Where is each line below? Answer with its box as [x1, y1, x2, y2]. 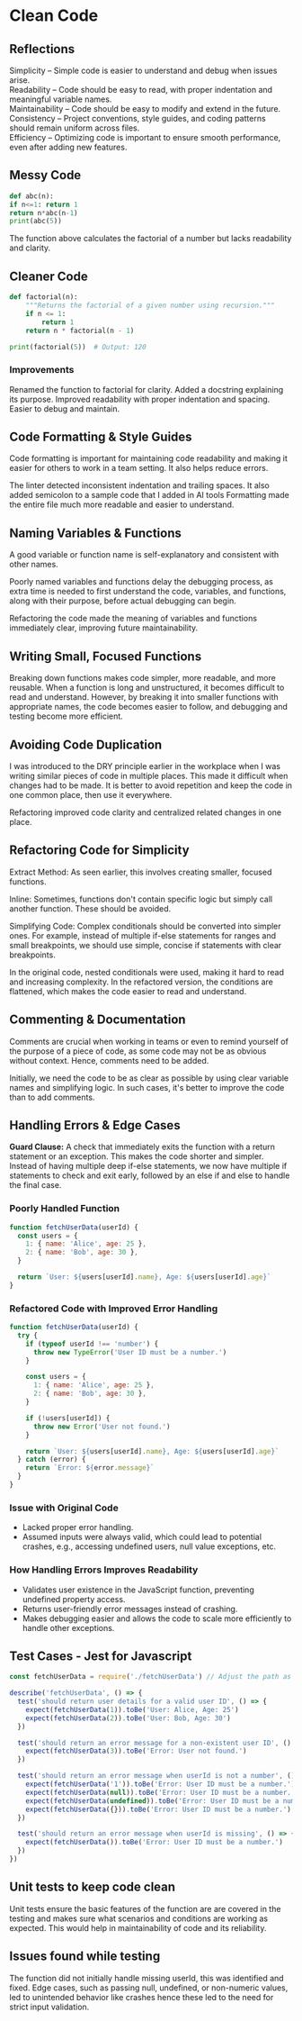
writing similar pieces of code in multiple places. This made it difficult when [9, 770, 289, 781]
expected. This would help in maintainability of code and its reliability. [9, 1922, 267, 1933]
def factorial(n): [9, 293, 78, 302]
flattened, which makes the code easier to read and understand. [9, 985, 247, 996]
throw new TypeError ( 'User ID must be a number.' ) [32, 1347, 227, 1356]
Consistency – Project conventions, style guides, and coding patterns [9, 113, 267, 123]
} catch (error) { [17, 1455, 87, 1464]
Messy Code [9, 168, 82, 183]
